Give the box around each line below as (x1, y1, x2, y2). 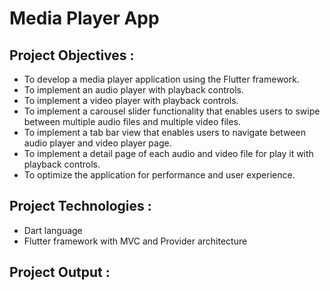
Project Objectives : (9, 47, 135, 64)
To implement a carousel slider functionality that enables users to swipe (23, 105, 321, 117)
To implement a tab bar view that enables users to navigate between (23, 127, 306, 138)
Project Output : (9, 264, 111, 281)
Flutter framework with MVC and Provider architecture (23, 235, 248, 247)
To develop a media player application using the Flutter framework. (23, 73, 300, 85)
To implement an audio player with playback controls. (23, 84, 245, 96)
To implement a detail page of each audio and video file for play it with (23, 148, 314, 159)
